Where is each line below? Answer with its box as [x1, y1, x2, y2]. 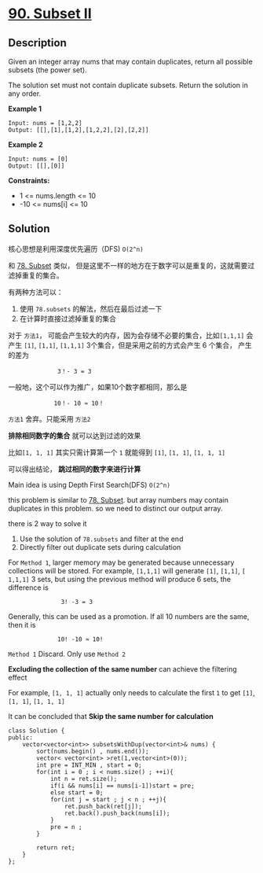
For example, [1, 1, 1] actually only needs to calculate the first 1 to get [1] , [8, 687, 255, 697]
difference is [8, 583, 49, 592]
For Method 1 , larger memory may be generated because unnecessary [8, 558, 235, 567]
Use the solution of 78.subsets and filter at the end [19, 534, 184, 543]
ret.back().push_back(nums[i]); [64, 809, 170, 817]
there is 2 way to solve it [8, 518, 87, 528]
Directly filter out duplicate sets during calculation [19, 542, 181, 551]
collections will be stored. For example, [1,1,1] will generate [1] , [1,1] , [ [8, 565, 246, 575]
